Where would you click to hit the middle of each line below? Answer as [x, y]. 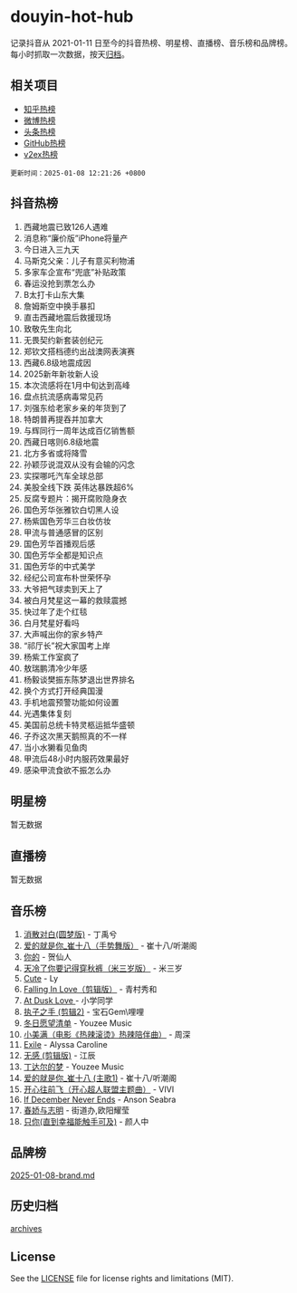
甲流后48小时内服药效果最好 [76, 759]
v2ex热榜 [40, 154]
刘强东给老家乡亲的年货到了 [75, 407]
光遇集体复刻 [47, 714]
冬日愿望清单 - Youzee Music [77, 1023]
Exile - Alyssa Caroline [65, 1044]
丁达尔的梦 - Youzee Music [74, 1067]
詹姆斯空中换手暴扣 [59, 306]
